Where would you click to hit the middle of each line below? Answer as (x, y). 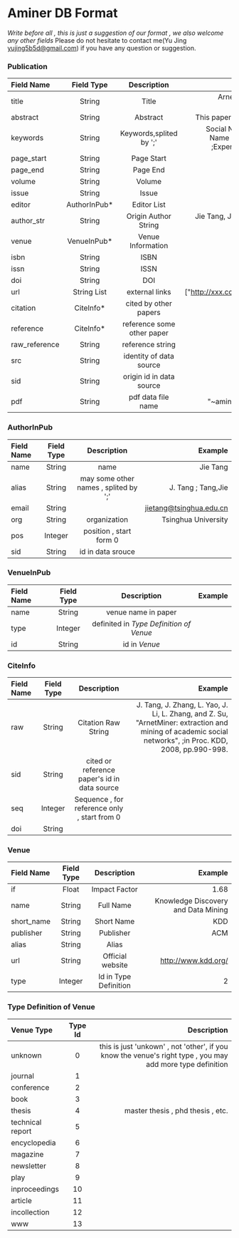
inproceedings (35, 1189)
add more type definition (187, 1064)
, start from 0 (99, 817)
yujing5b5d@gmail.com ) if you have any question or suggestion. (102, 48)
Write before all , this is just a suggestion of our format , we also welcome (116, 33)
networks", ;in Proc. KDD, (186, 741)
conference (30, 1087)
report (21, 1131)
